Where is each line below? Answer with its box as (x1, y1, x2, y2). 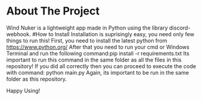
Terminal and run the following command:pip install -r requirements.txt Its (6, 49, 189, 57)
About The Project (6, 4, 100, 18)
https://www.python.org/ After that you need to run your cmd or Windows (6, 43, 189, 51)
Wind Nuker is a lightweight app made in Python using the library (6, 24, 168, 31)
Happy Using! (6, 87, 41, 94)
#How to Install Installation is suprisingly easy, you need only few (32, 30, 195, 37)
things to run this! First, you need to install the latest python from (6, 37, 168, 44)
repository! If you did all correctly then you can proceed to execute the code (6, 62, 197, 70)
